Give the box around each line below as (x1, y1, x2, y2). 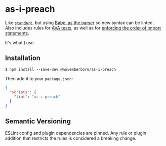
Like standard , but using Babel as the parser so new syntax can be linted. (5, 20, 154, 26)
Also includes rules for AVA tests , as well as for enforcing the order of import (5, 25, 161, 30)
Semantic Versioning (5, 117, 71, 125)
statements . (5, 30, 30, 36)
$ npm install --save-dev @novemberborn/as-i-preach (5, 67, 116, 72)
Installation (5, 54, 41, 62)
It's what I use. (5, 39, 35, 45)
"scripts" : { (9, 89, 37, 94)
